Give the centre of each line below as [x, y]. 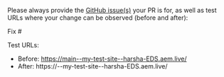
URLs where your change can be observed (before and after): [98, 18]
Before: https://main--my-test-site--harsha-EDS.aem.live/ [102, 59]
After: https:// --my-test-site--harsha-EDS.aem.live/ [93, 66]
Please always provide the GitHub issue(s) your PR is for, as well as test [112, 10]
